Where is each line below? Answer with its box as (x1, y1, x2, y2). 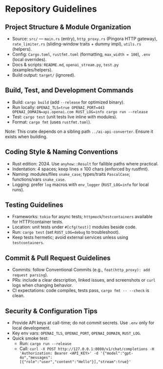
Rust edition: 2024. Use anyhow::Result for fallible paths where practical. (12, 161, 159, 166)
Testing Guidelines (5, 201, 63, 209)
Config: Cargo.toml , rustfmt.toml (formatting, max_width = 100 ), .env (12, 51, 150, 57)
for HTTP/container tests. (12, 219, 63, 225)
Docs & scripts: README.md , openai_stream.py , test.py (12, 62, 119, 67)
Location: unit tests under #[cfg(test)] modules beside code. (12, 224, 137, 230)
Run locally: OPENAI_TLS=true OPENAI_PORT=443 (12, 104, 105, 110)
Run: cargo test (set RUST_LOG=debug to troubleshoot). (12, 229, 120, 235)
